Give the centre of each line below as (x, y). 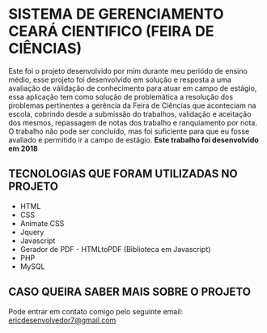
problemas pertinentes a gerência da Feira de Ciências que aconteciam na (132, 105)
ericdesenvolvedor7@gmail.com (62, 320)
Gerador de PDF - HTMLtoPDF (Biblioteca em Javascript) (115, 249)
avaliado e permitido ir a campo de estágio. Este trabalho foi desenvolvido (133, 139)
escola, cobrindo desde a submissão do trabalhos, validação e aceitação (130, 113)
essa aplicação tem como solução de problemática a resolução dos (121, 96)
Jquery (32, 232)
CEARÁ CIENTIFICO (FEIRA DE (111, 31)
